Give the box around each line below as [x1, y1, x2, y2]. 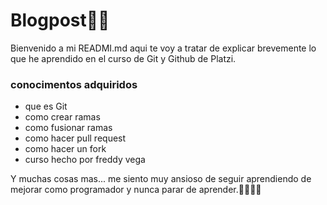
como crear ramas [24, 111, 101, 123]
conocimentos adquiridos [10, 77, 138, 91]
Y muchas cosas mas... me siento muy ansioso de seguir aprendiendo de [10, 173, 312, 185]
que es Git [24, 100, 68, 113]
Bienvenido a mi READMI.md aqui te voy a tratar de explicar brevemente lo [10, 42, 317, 54]
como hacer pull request [24, 132, 127, 144]
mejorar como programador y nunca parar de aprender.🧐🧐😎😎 [10, 184, 262, 196]
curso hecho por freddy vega [24, 154, 146, 166]
